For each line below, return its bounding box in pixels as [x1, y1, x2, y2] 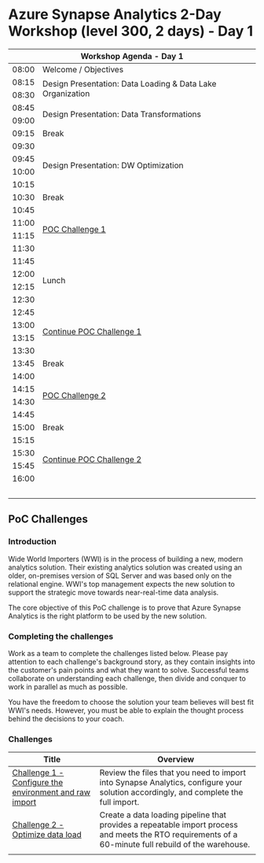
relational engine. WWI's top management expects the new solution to [8, 579, 236, 588]
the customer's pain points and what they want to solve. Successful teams [8, 665, 249, 674]
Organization [42, 88, 90, 99]
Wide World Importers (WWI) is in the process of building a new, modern [8, 554, 244, 563]
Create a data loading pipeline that [99, 810, 226, 821]
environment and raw [12, 787, 91, 798]
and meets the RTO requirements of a [99, 829, 238, 840]
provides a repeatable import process [99, 820, 238, 831]
